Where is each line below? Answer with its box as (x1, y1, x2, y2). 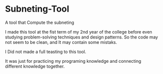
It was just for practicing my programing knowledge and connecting (5, 58, 142, 64)
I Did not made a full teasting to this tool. (5, 49, 86, 55)
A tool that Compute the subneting (5, 19, 75, 25)
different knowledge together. (5, 63, 65, 69)
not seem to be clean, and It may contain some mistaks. (5, 39, 117, 45)
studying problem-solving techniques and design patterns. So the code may (5, 34, 158, 40)
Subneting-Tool (5, 3, 69, 15)
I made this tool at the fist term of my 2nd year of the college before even (5, 29, 152, 35)
